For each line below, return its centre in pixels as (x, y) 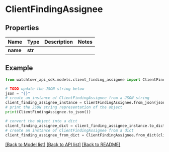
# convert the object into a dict (41, 121)
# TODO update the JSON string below (45, 89)
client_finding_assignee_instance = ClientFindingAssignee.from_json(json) (86, 103)
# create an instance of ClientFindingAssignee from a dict (70, 130)
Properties (22, 28)
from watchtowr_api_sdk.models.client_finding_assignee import (73, 80)
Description (59, 42)
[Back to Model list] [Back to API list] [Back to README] (63, 144)
